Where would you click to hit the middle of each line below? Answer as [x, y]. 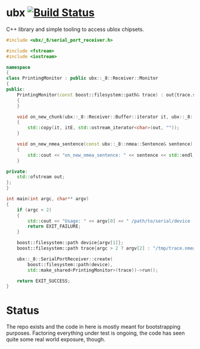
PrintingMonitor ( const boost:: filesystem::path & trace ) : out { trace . [105, 95]
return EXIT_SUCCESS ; [43, 281]
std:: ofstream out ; [41, 177]
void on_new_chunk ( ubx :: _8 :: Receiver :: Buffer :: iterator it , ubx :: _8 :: [106, 117]
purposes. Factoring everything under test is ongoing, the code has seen [96, 333]
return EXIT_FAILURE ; [54, 226]
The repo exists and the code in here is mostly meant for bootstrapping [93, 327]
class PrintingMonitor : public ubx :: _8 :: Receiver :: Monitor [82, 78]
